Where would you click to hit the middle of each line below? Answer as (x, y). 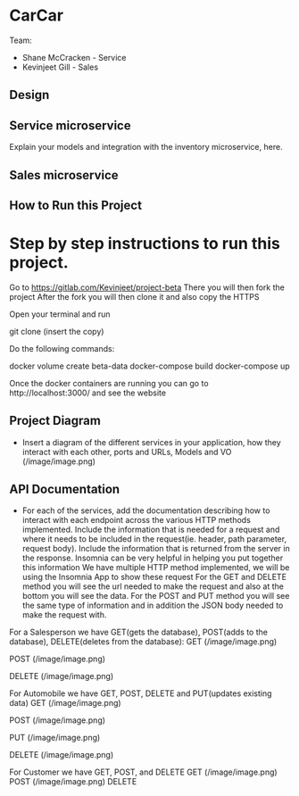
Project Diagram (55, 421)
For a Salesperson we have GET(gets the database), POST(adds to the (138, 632)
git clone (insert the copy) (57, 331)
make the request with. (64, 615)
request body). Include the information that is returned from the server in (156, 549)
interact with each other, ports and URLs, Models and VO (127, 452)
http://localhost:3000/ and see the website (88, 393)
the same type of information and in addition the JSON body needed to (153, 605)
